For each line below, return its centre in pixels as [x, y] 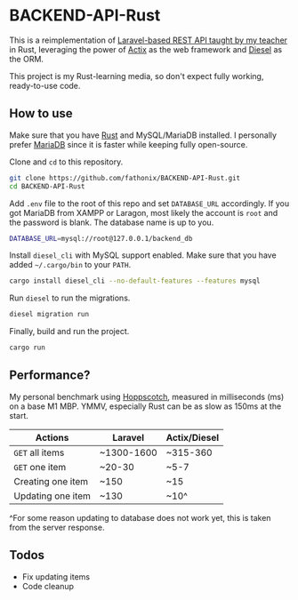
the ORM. [27, 59]
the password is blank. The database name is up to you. [112, 222]
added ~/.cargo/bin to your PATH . [70, 265]
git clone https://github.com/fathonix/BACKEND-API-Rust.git [125, 178]
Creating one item [51, 481]
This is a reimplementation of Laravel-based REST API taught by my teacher [148, 40]
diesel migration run [49, 315]
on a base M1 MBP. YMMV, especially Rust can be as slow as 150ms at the [145, 406]
